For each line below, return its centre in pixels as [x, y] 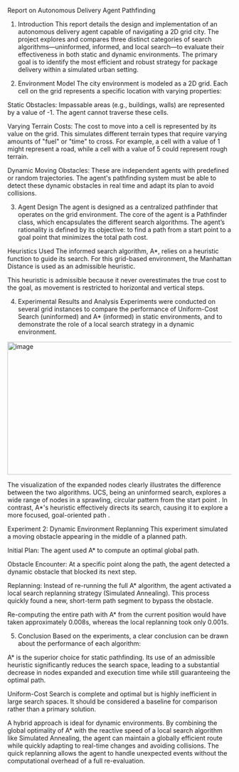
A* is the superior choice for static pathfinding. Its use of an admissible [111, 657]
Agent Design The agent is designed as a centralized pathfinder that [118, 207]
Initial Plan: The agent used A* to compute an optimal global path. [103, 550]
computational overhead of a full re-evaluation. [76, 761]
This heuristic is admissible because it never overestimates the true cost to [117, 280]
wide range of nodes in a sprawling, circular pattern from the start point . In [117, 500]
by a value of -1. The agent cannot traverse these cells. [88, 112]
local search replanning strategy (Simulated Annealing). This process [108, 593]
